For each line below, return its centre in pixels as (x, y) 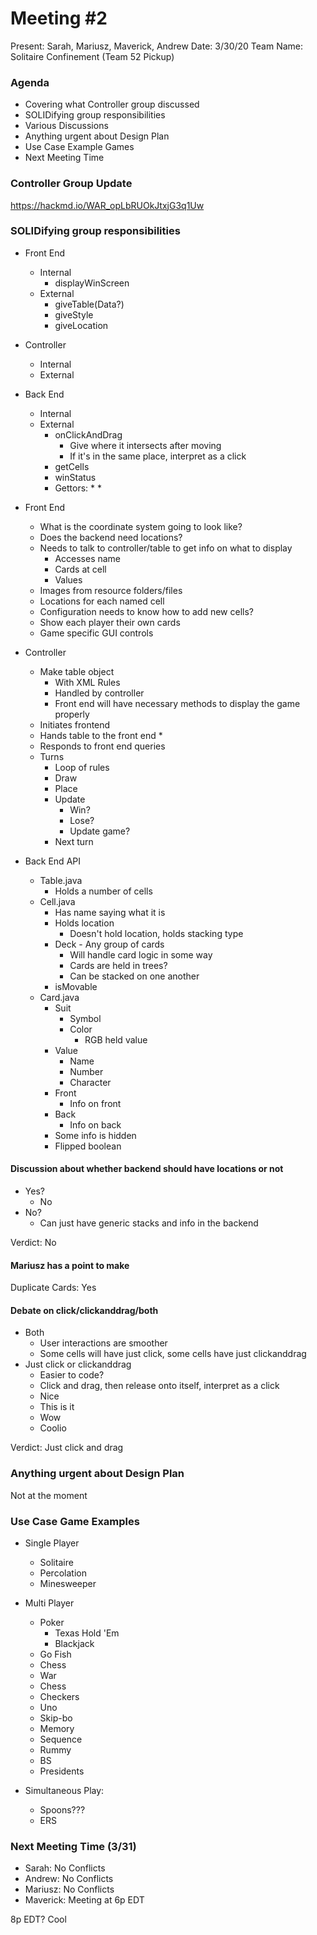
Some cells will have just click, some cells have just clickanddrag (173, 1354)
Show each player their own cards (110, 622)
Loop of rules (82, 767)
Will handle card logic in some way (141, 954)
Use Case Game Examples (75, 1521)
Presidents (62, 1771)
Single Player (52, 1543)
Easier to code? (72, 1375)
